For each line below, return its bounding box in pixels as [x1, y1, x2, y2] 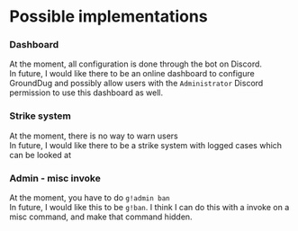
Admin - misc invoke [9, 172, 101, 184]
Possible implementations [9, 6, 209, 27]
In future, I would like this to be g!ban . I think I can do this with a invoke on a [9, 202, 290, 213]
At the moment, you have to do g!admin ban [9, 192, 171, 203]
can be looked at [9, 149, 72, 160]
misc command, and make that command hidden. [9, 211, 193, 222]
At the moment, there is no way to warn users [9, 130, 178, 141]
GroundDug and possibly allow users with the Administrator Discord [9, 78, 264, 89]
